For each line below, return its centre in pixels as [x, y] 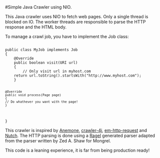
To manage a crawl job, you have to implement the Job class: [67, 37]
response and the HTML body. [36, 27]
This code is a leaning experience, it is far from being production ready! [77, 150]
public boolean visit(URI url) [46, 63]
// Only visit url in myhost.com [57, 71]
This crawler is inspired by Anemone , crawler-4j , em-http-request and [76, 130]
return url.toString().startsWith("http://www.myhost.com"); [78, 76]
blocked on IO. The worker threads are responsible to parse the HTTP [76, 22]
